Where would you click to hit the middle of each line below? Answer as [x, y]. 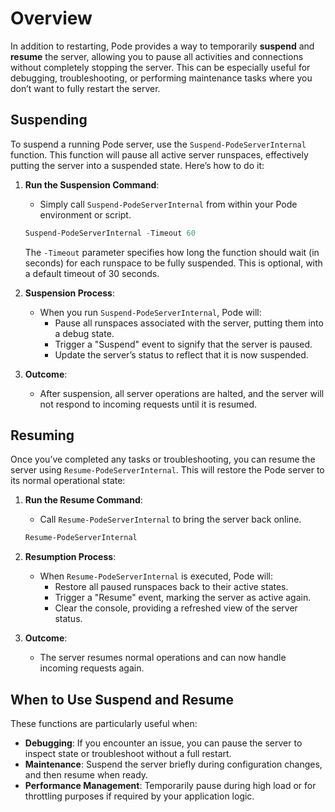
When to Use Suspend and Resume [122, 699]
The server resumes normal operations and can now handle [163, 658]
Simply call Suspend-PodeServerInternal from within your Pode [168, 204]
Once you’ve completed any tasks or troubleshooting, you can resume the [163, 459]
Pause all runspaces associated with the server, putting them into [189, 323]
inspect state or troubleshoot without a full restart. [128, 754]
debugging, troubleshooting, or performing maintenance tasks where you [161, 78]
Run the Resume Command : [83, 500]
